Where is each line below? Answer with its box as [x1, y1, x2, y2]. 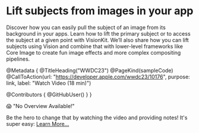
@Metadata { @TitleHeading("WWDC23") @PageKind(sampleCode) [6, 66, 173, 74]
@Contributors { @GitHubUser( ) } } [6, 91, 92, 98]
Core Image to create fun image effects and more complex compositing [6, 49, 181, 56]
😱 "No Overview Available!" [6, 102, 75, 109]
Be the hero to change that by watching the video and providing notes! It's [6, 114, 188, 121]
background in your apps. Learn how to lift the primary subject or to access [6, 30, 191, 37]
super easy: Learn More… [6, 120, 70, 127]
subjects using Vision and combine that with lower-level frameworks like [6, 43, 183, 50]
